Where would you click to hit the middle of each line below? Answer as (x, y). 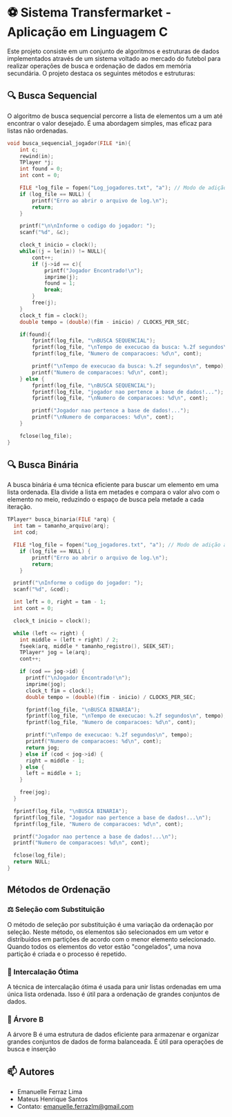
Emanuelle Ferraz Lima (50, 1092)
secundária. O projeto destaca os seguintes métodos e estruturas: (101, 73)
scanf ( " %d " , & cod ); (41, 590)
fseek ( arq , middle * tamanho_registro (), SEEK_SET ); (97, 646)
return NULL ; (32, 862)
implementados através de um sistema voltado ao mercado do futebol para (114, 58)
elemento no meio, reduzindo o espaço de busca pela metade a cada (106, 499)
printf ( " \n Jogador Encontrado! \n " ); (78, 678)
